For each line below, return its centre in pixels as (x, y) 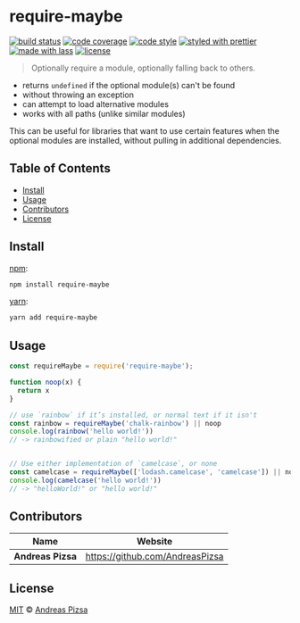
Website (155, 542)
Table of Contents (60, 168)
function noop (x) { (46, 382)
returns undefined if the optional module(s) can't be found (129, 85)
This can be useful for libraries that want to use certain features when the (144, 130)
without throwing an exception (78, 95)
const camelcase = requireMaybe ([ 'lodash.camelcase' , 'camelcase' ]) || (145, 472)
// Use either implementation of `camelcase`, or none (113, 464)
